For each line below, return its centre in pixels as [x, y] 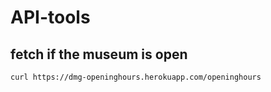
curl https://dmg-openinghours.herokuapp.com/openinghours [136, 77]
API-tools [50, 17]
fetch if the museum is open [99, 54]
